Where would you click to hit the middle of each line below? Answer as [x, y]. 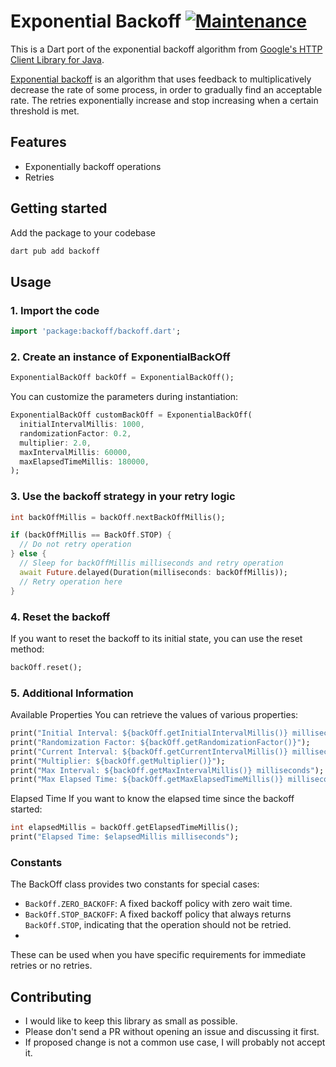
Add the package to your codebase [83, 232]
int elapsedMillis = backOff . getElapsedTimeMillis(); [125, 828]
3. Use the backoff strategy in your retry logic [123, 497]
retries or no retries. [51, 966]
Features [38, 142]
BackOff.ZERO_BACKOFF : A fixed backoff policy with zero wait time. [158, 904]
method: [27, 649]
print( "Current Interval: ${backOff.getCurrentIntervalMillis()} [149, 751]
